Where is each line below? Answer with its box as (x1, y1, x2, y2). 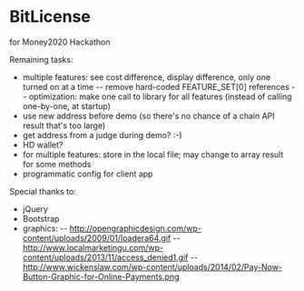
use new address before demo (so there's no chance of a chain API (22, 110, 275, 121)
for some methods (22, 158, 92, 169)
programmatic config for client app (22, 168, 153, 179)
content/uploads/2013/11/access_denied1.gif (22, 252, 189, 263)
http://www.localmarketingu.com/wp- (22, 242, 163, 253)
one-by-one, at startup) (22, 100, 112, 111)
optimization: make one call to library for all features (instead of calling (28, 91, 292, 102)
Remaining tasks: (9, 54, 74, 65)
